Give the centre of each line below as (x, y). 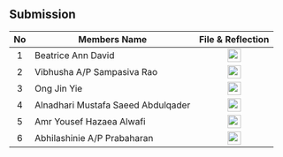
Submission (43, 15)
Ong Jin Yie (59, 88)
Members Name (113, 39)
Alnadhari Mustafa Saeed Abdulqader (113, 105)
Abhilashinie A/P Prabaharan (94, 138)
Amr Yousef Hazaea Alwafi (90, 121)
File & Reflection (234, 39)
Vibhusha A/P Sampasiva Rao (96, 71)
